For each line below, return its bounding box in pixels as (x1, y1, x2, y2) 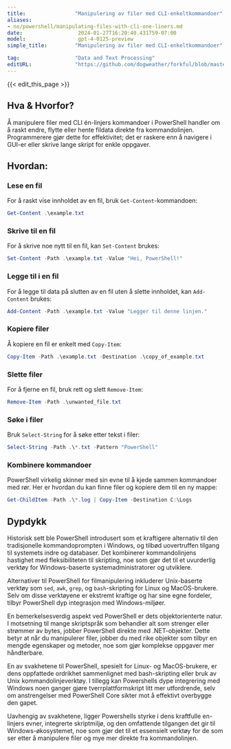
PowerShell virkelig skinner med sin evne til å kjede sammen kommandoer (7, 476, 217, 484)
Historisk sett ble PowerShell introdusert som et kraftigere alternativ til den (7, 534, 219, 542)
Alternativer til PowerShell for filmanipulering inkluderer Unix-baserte (7, 577, 203, 585)
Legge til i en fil (7, 272, 59, 281)
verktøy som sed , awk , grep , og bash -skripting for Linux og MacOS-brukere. (7, 583, 219, 592)
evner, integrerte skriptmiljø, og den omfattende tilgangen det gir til (25, 719, 215, 728)
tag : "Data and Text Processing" (7, 54, 155, 62)
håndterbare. (7, 648, 45, 657)
